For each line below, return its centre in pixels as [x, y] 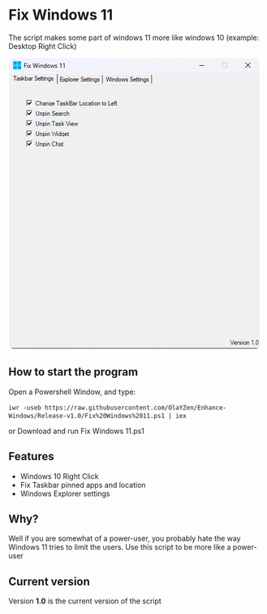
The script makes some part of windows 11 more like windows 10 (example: [134, 37]
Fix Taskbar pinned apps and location [83, 485]
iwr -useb [25, 408]
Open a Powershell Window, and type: [72, 392]
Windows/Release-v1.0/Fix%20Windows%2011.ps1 [86, 416]
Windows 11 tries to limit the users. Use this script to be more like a [120, 547]
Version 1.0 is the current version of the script [85, 601]
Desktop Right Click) [43, 46]
